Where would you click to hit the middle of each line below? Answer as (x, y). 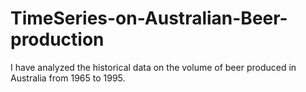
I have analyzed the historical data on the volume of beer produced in (153, 67)
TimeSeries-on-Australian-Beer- (149, 18)
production (57, 39)
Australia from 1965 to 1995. (68, 78)
